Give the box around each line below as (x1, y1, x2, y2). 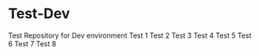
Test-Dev (8, 5, 70, 23)
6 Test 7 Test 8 (8, 38, 57, 48)
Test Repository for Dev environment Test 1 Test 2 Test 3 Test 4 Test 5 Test (8, 31, 252, 40)
